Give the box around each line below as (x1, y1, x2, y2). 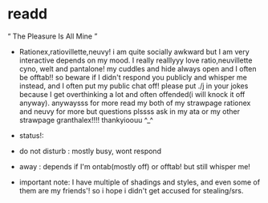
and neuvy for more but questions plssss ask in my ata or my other (18, 106, 240, 116)
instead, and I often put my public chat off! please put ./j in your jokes (18, 81, 249, 91)
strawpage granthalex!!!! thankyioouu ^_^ (18, 115, 154, 124)
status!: (18, 130, 45, 140)
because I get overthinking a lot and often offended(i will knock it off (18, 89, 246, 99)
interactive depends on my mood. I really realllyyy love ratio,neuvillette (18, 55, 253, 65)
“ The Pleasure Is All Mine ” (7, 31, 98, 41)
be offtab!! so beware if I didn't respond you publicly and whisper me (18, 72, 248, 82)
